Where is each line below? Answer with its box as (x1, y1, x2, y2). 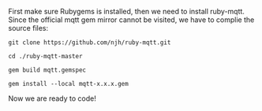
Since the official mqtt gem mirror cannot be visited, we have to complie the (8, 15, 255, 24)
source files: (8, 24, 49, 32)
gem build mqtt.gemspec (8, 66, 87, 74)
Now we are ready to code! (8, 94, 96, 103)
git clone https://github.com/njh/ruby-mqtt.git (8, 39, 171, 46)
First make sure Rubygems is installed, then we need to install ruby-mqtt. (8, 7, 245, 16)
